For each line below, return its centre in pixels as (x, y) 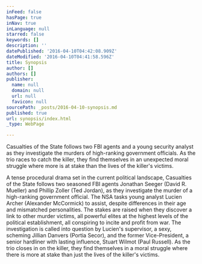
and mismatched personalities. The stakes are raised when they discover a (99, 210)
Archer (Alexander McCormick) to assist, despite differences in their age (96, 204)
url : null (24, 96)
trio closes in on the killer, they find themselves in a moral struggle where (97, 248)
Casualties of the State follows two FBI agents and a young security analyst (100, 147)
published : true (27, 113)
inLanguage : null (28, 29)
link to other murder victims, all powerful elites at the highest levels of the (97, 216)
